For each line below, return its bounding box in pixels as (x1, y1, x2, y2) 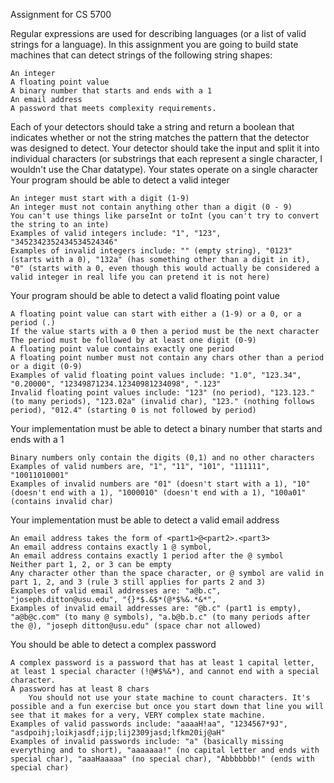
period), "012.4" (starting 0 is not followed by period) (10, 405, 257, 415)
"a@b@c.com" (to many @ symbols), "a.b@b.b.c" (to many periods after (10, 612, 311, 622)
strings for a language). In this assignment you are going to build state (10, 39, 299, 50)
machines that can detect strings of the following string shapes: (10, 49, 273, 61)
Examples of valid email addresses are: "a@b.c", (10, 586, 222, 596)
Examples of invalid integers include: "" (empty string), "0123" (10, 246, 293, 256)
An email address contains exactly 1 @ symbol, (10, 542, 213, 552)
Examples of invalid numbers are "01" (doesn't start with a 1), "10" (10, 479, 311, 489)
